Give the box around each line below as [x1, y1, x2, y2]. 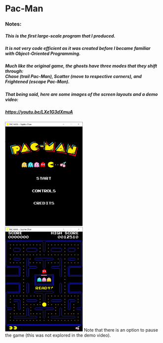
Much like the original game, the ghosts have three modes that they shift [5, 63, 158, 69]
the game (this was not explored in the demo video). [5, 332, 111, 338]
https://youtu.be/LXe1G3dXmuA [5, 109, 73, 115]
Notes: [5, 21, 22, 28]
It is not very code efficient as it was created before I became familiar [5, 45, 151, 51]
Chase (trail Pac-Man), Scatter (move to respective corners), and [5, 74, 142, 80]
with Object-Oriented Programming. [5, 50, 81, 57]
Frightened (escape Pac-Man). [5, 79, 70, 85]
